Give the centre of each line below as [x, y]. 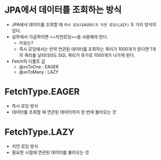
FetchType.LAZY [39, 132]
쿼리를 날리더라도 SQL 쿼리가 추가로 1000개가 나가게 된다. [80, 55]
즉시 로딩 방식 [25, 106]
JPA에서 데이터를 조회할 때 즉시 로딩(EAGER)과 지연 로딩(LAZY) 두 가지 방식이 [84, 24]
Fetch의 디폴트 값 [28, 61]
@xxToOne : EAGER [39, 67]
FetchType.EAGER [42, 92]
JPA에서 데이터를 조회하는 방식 [63, 10]
